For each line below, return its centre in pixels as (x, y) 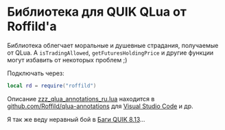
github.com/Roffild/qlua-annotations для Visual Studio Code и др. (100, 106)
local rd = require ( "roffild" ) (52, 86)
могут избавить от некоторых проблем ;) (67, 60)
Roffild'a (32, 26)
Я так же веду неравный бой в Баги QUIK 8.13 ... (76, 119)
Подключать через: (36, 73)
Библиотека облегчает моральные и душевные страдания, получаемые (113, 45)
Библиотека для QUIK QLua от (97, 12)
